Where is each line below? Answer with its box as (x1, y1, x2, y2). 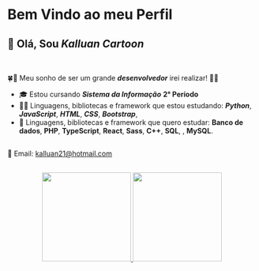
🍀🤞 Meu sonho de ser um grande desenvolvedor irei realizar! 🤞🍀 (7, 73, 219, 82)
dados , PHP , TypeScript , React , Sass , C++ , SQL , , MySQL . (18, 126, 214, 135)
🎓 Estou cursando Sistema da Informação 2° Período (18, 89, 199, 99)
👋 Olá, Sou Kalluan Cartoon (7, 37, 145, 51)
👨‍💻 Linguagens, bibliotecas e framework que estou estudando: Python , (18, 101, 252, 110)
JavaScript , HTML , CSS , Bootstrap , (18, 109, 138, 119)
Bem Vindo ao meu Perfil (7, 6, 173, 24)
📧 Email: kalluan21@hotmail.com (7, 149, 112, 159)
